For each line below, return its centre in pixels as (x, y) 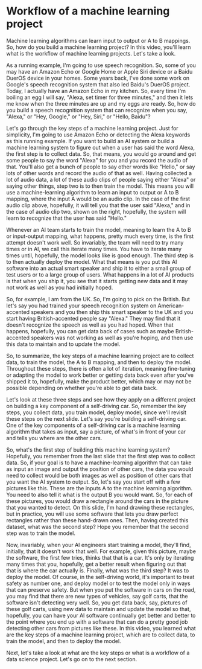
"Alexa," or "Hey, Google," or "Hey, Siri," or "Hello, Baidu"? (78, 117)
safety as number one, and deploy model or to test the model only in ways (99, 583)
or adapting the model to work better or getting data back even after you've (100, 375)
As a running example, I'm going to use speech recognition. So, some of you (101, 65)
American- (171, 306)
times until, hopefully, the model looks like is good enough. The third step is (100, 255)
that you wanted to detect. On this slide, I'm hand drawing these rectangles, (100, 507)
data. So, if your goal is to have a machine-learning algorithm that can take (99, 463)
